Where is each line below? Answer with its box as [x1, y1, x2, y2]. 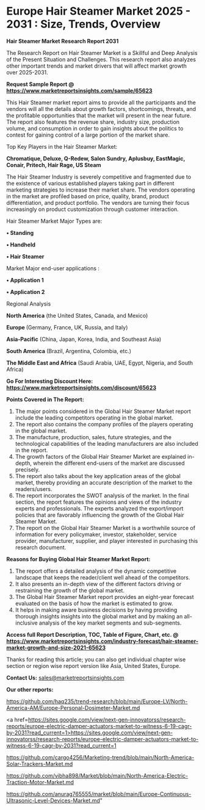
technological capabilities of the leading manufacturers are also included [15, 440, 198, 447]
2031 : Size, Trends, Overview [6, 17, 160, 31]
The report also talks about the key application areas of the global [15, 472, 181, 479]
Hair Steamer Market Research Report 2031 [6, 37, 119, 45]
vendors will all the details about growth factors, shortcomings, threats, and [6, 105, 196, 112]
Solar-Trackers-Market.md [6, 760, 73, 767]
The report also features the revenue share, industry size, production [6, 118, 180, 126]
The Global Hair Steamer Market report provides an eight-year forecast [15, 593, 194, 600]
